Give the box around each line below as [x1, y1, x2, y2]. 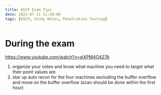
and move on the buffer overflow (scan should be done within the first [12, 80, 156, 86]
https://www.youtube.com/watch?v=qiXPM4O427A [5, 54, 110, 60]
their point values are [12, 69, 56, 75]
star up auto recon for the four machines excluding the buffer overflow [12, 74, 157, 80]
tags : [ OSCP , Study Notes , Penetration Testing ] [5, 16, 107, 21]
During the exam [5, 38, 75, 49]
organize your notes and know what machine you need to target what [12, 64, 155, 70]
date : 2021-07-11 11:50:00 [5, 12, 61, 17]
